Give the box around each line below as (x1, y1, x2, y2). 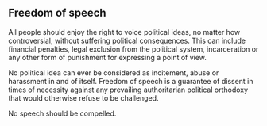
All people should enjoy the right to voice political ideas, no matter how (8, 27, 241, 36)
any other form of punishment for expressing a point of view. (8, 52, 207, 62)
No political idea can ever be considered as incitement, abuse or (8, 67, 219, 78)
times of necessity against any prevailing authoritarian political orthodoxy (8, 85, 249, 94)
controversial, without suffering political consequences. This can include (8, 36, 246, 45)
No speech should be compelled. (8, 109, 117, 118)
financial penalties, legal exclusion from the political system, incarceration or (8, 44, 259, 54)
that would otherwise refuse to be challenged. (8, 93, 159, 102)
